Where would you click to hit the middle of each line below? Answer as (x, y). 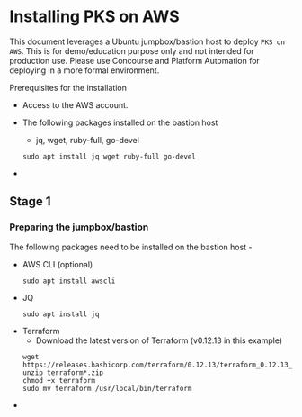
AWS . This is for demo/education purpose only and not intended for (132, 50)
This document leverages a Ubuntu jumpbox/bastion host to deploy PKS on (147, 41)
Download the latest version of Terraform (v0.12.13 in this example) (159, 340)
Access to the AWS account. (75, 104)
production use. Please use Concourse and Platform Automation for (135, 60)
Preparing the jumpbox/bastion (79, 227)
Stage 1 (30, 201)
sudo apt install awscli (69, 281)
